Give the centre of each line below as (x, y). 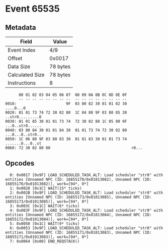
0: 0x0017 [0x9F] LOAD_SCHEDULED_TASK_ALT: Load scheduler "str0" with (87, 175)
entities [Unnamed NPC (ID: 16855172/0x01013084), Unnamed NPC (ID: (78, 215)
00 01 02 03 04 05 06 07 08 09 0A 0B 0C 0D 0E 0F (73, 95)
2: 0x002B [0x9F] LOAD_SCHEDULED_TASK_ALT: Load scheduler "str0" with (87, 192)
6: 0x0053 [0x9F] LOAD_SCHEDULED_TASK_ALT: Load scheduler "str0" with (87, 228)
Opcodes (20, 163)
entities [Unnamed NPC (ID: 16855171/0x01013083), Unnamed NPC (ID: (78, 232)
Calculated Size (26, 75)
